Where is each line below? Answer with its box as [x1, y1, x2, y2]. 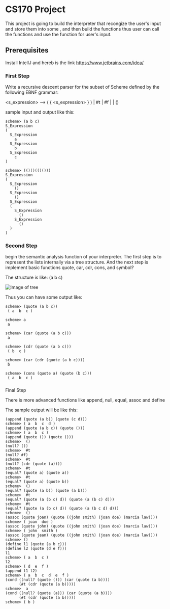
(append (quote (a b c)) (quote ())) [5, 426, 85, 431]
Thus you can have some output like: [5, 294, 83, 300]
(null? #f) [5, 453, 28, 458]
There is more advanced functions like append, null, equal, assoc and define [5, 397, 165, 403]
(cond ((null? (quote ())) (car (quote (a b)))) [5, 577, 110, 582]
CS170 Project [5, 4, 66, 15]
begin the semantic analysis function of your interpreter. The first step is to [5, 254, 162, 260]
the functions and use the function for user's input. [5, 31, 112, 37]
